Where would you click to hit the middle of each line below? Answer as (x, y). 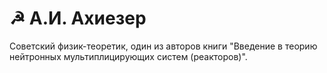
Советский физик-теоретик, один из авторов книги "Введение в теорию (163, 46)
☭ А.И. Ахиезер (78, 18)
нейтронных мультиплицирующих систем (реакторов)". (128, 56)
